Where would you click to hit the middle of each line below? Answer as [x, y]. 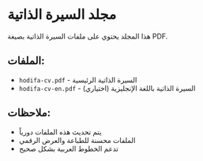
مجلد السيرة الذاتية [62, 15]
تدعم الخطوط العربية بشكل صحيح [69, 148]
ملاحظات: [29, 113]
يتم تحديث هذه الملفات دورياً [60, 132]
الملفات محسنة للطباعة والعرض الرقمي [77, 140]
